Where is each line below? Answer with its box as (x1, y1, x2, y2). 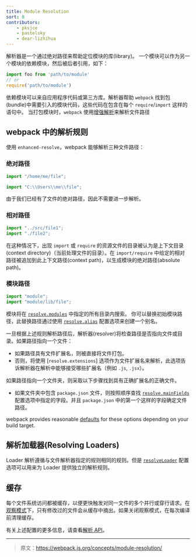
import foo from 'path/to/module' (6, 71, 90, 77)
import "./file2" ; (6, 231, 51, 236)
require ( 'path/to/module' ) (6, 82, 72, 88)
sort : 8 (6, 14, 25, 20)
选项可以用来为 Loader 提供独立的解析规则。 (6, 464, 113, 471)
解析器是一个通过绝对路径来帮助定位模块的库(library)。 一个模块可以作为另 (6, 53, 185, 59)
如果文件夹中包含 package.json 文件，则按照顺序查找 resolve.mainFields (14, 389, 190, 396)
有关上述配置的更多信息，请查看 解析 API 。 (6, 527, 108, 534)
